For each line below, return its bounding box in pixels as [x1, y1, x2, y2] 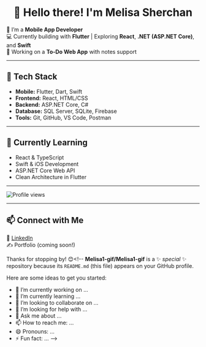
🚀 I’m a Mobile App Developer [6, 26, 83, 33]
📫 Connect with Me [6, 215, 84, 226]
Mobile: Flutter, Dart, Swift [15, 88, 83, 95]
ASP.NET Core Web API [15, 167, 75, 174]
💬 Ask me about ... [15, 312, 62, 319]
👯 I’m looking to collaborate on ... [15, 299, 99, 307]
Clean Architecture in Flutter [15, 173, 87, 180]
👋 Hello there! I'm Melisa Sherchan [13, 6, 193, 20]
